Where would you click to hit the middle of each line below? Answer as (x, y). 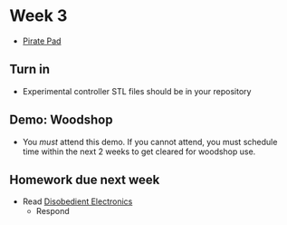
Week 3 (38, 16)
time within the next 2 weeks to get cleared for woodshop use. (139, 152)
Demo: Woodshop (61, 120)
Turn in (30, 69)
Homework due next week (85, 179)
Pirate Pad (42, 41)
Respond (53, 211)
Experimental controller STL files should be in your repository (137, 91)
